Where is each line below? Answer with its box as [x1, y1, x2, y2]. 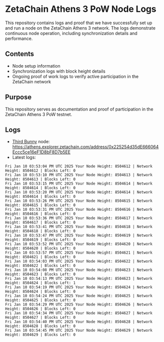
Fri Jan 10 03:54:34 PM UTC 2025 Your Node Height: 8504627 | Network [5, 311, 153, 316]
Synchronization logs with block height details [12, 68, 106, 74]
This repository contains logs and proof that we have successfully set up [5, 20, 152, 26]
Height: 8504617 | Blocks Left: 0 [5, 220, 76, 225]
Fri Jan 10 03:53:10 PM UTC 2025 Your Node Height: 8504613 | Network [5, 173, 153, 178]
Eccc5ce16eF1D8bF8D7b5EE [12, 149, 71, 155]
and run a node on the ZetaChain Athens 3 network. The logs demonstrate [5, 25, 156, 31]
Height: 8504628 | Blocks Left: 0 [5, 324, 76, 329]
